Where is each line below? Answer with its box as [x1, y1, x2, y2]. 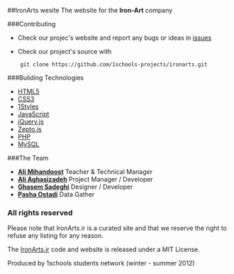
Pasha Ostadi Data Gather [17, 190, 95, 198]
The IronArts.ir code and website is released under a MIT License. [7, 245, 200, 254]
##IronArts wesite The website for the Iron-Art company [7, 6, 173, 14]
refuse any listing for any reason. [7, 231, 104, 240]
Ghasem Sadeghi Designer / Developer [17, 182, 133, 191]
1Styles [17, 102, 39, 111]
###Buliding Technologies [7, 74, 84, 82]
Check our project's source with [17, 48, 112, 55]
